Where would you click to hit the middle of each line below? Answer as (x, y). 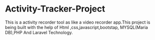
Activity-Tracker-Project (55, 9)
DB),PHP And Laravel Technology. (39, 32)
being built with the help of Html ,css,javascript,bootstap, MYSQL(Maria (77, 27)
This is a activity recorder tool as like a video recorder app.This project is (78, 22)
